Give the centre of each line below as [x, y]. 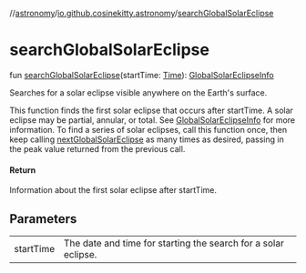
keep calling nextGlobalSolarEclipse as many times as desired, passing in [147, 139]
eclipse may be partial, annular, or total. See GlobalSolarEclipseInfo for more [153, 120]
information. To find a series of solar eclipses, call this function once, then [148, 129]
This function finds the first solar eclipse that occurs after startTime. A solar [152, 110]
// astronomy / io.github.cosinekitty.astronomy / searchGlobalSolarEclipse [142, 13]
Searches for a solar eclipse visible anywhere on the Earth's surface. [138, 92]
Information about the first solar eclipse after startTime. [113, 190]
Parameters [43, 219]
